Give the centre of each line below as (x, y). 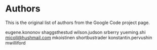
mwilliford (16, 42)
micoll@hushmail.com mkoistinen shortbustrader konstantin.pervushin (79, 37)
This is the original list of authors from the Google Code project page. (78, 22)
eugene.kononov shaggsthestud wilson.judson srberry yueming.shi (75, 32)
